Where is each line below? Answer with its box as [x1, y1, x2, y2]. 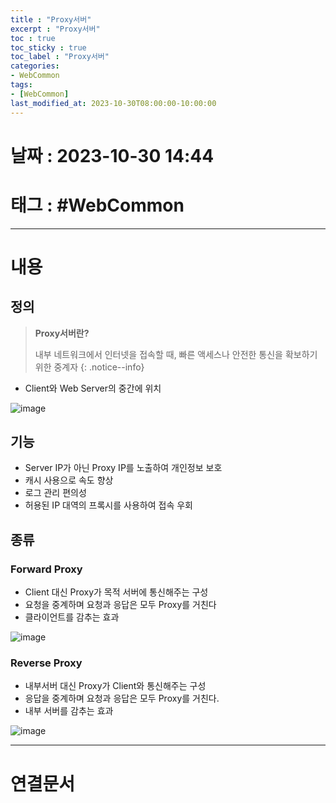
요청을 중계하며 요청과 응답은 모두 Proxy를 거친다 [24, 599, 217, 611]
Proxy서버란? [34, 327, 90, 339]
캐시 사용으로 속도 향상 [24, 474, 114, 486]
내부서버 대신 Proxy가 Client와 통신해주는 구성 [24, 680, 207, 692]
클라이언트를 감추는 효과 [24, 611, 120, 623]
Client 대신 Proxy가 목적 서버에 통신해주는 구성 [24, 586, 209, 598]
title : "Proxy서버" [10, 14, 92, 25]
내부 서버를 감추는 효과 [24, 705, 114, 717]
